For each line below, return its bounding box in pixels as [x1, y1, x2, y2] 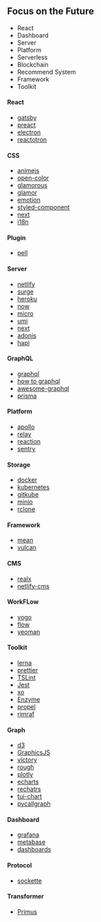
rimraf [16, 710, 35, 719]
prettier [16, 666, 38, 675]
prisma [16, 391, 37, 400]
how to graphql [16, 377, 60, 385]
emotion [16, 196, 41, 204]
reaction [16, 438, 41, 446]
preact [16, 121, 36, 130]
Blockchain [16, 60, 49, 68]
